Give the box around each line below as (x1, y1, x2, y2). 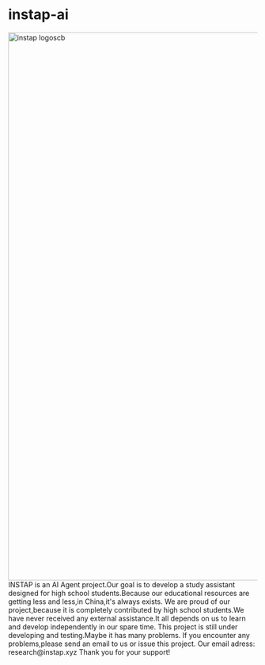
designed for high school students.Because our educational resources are (8, 588, 250, 598)
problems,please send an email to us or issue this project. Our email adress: (8, 639, 256, 648)
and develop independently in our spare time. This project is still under (8, 621, 238, 632)
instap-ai (8, 6, 69, 24)
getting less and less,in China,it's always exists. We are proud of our (8, 597, 231, 606)
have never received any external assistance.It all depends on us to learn (8, 613, 247, 623)
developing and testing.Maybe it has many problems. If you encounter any (8, 630, 251, 640)
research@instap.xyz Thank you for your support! (8, 647, 171, 656)
